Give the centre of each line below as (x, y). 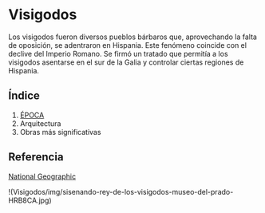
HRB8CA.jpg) (30, 200)
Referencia (36, 157)
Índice (24, 96)
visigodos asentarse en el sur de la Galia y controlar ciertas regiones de (126, 62)
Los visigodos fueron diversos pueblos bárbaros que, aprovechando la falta (133, 37)
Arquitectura (40, 123)
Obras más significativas (60, 132)
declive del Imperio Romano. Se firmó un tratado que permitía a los (119, 53)
